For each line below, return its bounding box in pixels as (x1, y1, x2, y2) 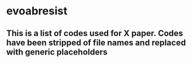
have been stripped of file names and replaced (6, 37, 187, 47)
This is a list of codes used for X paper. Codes (6, 28, 183, 38)
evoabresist (6, 4, 68, 18)
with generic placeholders (6, 47, 108, 57)
